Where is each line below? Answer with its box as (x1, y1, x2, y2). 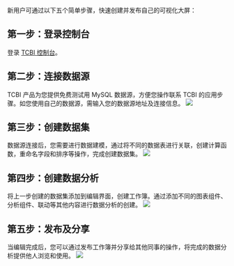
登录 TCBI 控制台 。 (7, 48, 61, 56)
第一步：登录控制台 (7, 29, 90, 40)
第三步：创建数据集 (7, 121, 90, 134)
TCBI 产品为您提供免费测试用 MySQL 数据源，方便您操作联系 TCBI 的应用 (7, 90, 217, 99)
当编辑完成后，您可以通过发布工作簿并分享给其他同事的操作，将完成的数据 (7, 243, 221, 251)
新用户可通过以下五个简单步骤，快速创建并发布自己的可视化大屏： (7, 6, 196, 14)
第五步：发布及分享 (7, 223, 90, 235)
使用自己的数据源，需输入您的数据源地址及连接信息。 (31, 99, 185, 107)
